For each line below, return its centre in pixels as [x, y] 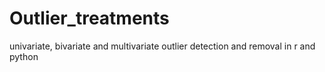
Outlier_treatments [89, 18]
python [24, 56]
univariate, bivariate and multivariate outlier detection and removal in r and [162, 46]
